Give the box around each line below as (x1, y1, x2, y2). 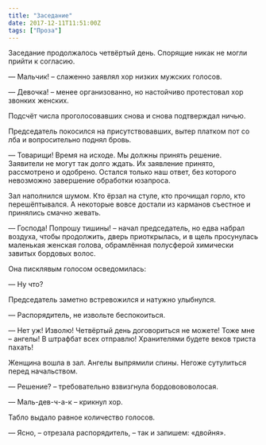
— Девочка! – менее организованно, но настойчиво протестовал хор (8, 87, 244, 97)
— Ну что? (8, 280, 44, 289)
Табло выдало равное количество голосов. (8, 412, 156, 422)
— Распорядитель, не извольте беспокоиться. (8, 311, 166, 320)
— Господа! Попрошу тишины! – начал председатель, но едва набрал (8, 223, 245, 233)
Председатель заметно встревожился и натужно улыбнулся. (8, 295, 217, 304)
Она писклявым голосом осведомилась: (8, 264, 147, 274)
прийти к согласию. (8, 56, 75, 66)
